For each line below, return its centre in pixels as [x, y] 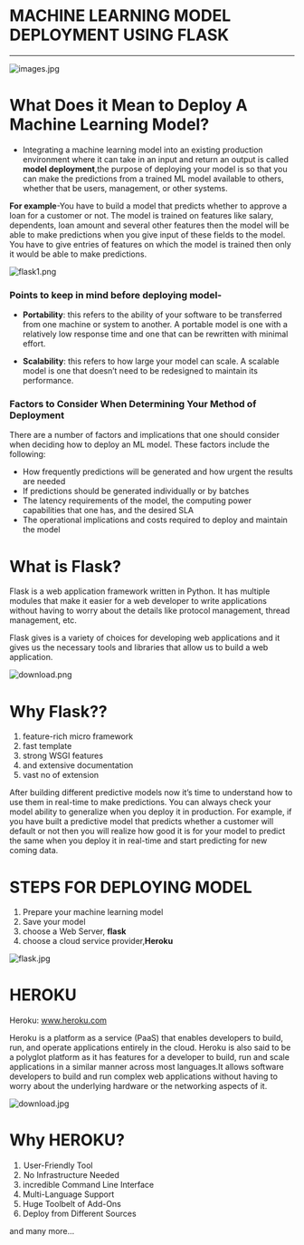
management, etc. [43, 620]
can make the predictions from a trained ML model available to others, [153, 179]
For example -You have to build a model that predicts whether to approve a [148, 206]
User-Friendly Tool [58, 1165]
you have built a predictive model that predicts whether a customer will [142, 822]
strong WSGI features [63, 756]
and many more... [42, 1231]
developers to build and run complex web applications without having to [144, 1076]
